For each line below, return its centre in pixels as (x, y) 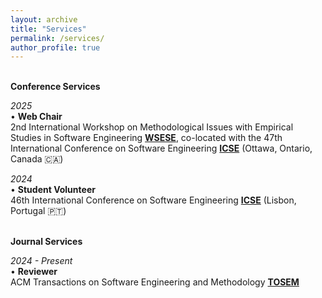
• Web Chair (36, 117)
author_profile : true (55, 47)
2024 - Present (41, 261)
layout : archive (44, 19)
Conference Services (55, 87)
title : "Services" (48, 29)
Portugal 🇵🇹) (38, 211)
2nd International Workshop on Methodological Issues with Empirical (152, 127)
